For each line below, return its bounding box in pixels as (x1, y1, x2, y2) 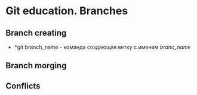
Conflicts (5, 81, 41, 91)
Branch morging (5, 61, 67, 71)
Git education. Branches (5, 4, 128, 18)
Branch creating (5, 28, 67, 38)
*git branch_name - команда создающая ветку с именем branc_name (14, 43, 192, 50)
